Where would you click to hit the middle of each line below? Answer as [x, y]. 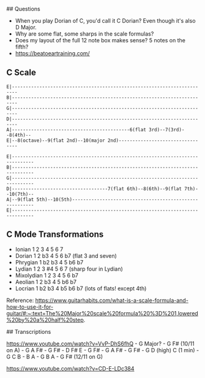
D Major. [26, 27]
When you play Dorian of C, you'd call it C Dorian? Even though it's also [105, 21]
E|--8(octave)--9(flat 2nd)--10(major [56, 141]
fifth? [22, 47]
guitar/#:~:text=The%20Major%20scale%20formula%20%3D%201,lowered [102, 313]
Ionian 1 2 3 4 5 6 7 [39, 249]
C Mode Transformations [55, 235]
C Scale [21, 73]
